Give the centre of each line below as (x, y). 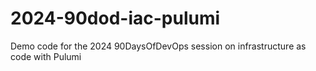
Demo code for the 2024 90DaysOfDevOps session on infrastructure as (158, 46)
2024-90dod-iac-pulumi (115, 18)
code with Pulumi (46, 56)
